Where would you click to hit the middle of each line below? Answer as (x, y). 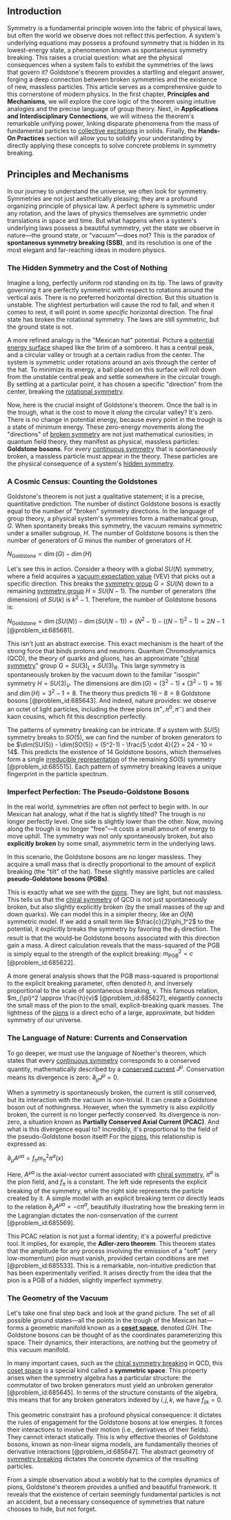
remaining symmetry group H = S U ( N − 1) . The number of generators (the (112, 591)
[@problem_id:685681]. (40, 631)
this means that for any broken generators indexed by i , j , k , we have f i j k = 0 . (115, 1401)
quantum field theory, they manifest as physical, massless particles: (103, 441)
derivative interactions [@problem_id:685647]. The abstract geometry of (110, 1452)
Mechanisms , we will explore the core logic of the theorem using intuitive (112, 101)
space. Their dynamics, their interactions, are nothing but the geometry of (112, 1343)
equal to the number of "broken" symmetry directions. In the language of (111, 511)
